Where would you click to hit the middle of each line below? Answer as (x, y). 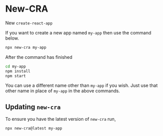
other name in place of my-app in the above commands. (63, 91)
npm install (18, 71)
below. (12, 38)
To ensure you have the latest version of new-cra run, (60, 119)
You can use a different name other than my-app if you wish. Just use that (81, 86)
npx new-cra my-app (26, 47)
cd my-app (16, 66)
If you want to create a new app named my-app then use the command (78, 32)
